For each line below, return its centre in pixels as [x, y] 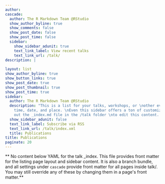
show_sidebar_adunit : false [38, 119]
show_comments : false [32, 28]
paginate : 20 [18, 142]
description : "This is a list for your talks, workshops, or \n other [82, 106]
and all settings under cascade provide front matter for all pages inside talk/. [82, 167]
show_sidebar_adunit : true [41, 46]
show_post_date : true [27, 83]
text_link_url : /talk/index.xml [43, 128]
